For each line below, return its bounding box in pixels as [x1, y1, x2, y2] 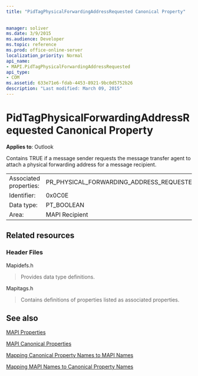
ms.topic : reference [6, 42, 57, 48]
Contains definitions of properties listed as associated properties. [20, 296, 180, 303]
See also [6, 313, 38, 323]
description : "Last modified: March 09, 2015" [6, 86, 123, 92]
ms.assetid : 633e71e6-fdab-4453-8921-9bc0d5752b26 [6, 80, 133, 86]
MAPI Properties [6, 329, 46, 336]
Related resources [6, 231, 75, 241]
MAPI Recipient [45, 210, 88, 219]
